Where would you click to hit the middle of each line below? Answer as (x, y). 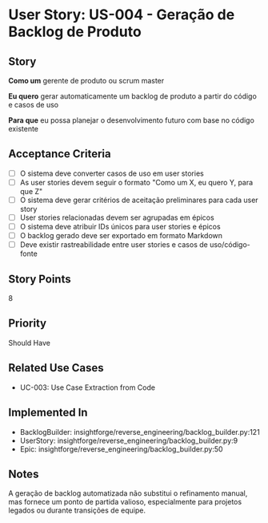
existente (23, 129)
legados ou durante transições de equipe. (77, 510)
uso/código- (230, 245)
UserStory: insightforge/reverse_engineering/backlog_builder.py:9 (129, 440)
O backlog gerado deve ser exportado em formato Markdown (121, 236)
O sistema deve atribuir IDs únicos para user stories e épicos (120, 227)
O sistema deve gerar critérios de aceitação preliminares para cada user (139, 200)
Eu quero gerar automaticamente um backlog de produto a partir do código (133, 96)
